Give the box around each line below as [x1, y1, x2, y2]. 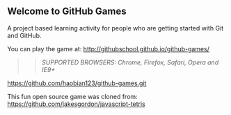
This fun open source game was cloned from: [7, 92, 138, 100]
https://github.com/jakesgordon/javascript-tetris [7, 100, 146, 108]
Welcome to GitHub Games [7, 6, 127, 17]
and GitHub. [7, 31, 42, 39]
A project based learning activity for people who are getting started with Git [7, 24, 224, 32]
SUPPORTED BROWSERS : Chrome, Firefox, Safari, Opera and [41, 58, 219, 67]
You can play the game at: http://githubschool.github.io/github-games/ [7, 44, 210, 53]
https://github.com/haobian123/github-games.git [7, 79, 147, 87]
